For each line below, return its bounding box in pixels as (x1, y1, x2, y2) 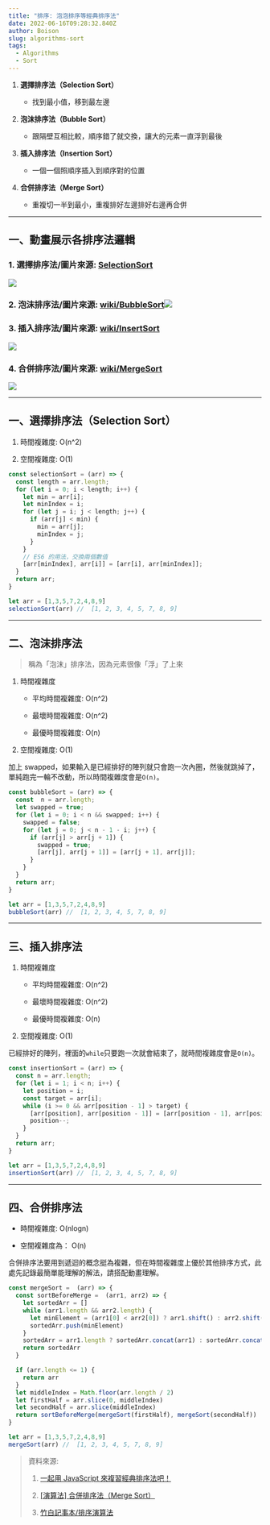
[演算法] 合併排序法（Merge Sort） (39, 1490, 155, 1500)
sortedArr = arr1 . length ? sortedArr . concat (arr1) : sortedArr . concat (22, 1336, 264, 1344)
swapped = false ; (22, 818, 81, 826)
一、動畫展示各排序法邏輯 (8, 233, 135, 247)
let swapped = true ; (15, 804, 84, 812)
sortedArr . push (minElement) (29, 1321, 125, 1330)
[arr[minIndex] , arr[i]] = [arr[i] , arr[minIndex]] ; (22, 560, 203, 568)
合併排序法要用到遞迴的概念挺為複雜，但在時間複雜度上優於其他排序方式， (8, 1258, 255, 1268)
